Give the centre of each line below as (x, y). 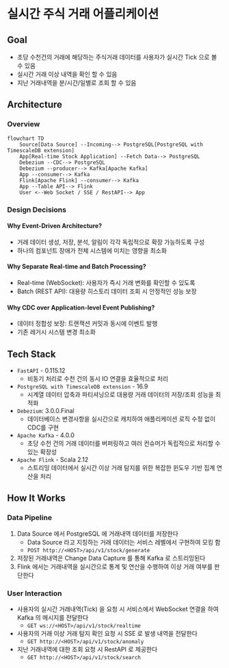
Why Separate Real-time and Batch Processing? (77, 267)
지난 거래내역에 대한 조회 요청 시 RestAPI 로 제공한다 (87, 650)
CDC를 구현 (43, 428)
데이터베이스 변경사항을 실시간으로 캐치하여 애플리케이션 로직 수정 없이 (121, 419)
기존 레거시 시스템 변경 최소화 (56, 332)
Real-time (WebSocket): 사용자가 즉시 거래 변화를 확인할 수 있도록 (106, 283)
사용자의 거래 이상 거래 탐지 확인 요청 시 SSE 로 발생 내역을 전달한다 (107, 634)
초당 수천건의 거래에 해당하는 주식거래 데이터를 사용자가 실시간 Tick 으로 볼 (117, 57)
